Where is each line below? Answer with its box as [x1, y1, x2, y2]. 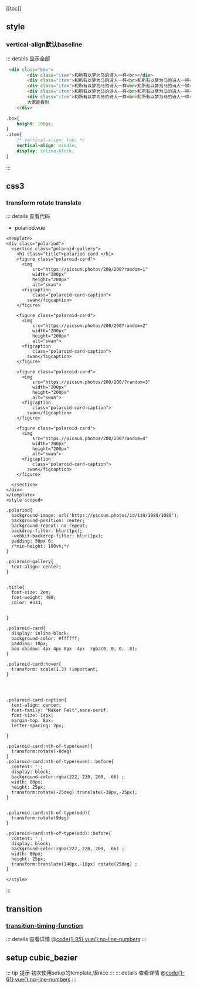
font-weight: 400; [11, 595, 57, 601]
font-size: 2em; [11, 590, 51, 595]
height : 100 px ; [16, 121, 54, 127]
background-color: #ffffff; [11, 636, 80, 642]
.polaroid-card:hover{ [6, 662, 62, 667]
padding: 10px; [11, 641, 49, 647]
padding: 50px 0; [11, 539, 54, 544]
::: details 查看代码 [6, 213, 50, 220]
